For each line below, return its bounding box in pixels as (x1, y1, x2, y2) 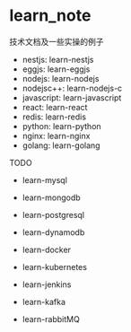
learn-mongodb (22, 192, 81, 203)
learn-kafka (22, 296, 65, 307)
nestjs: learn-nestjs (22, 54, 94, 65)
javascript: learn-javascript (22, 92, 122, 103)
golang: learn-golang (22, 140, 100, 151)
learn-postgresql (22, 209, 85, 220)
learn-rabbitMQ (22, 313, 81, 324)
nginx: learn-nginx (22, 130, 91, 141)
